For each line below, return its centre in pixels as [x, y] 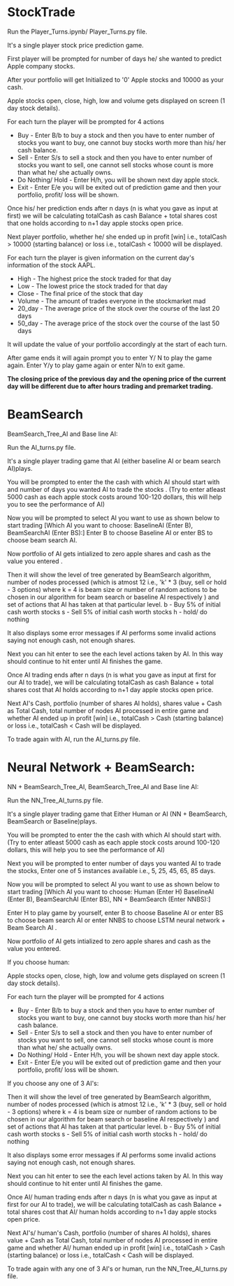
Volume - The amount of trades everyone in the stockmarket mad [111, 301]
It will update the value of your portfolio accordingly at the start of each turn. [117, 344]
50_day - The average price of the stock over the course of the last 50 [118, 323]
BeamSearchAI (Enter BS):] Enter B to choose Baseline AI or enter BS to [110, 532]
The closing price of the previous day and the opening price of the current [117, 379]
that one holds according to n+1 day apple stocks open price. [95, 223]
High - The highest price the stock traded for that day [94, 278]
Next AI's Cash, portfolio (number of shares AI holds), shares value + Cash [115, 703]
